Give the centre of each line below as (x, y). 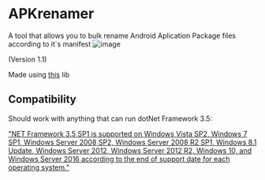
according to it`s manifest (50, 43)
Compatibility (42, 99)
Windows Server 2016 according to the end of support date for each (119, 159)
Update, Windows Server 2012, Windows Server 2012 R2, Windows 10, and (130, 150)
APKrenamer (51, 14)
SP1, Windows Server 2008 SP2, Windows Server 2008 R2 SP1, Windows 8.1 (132, 142)
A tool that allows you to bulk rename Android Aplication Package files (122, 36)
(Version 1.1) (28, 59)
